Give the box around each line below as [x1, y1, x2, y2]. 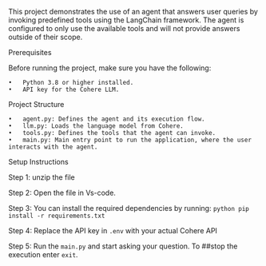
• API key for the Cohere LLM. [8, 85, 120, 93]
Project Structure [8, 100, 65, 109]
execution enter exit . [8, 250, 78, 259]
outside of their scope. [8, 32, 83, 42]
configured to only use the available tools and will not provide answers [8, 24, 240, 33]
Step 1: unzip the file [8, 173, 76, 182]
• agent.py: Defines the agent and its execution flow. [8, 115, 205, 123]
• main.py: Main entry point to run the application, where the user [8, 136, 252, 144]
